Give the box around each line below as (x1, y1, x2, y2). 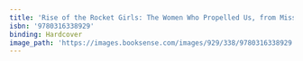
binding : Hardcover (9, 30, 83, 39)
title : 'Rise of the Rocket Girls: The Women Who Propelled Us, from (9, 13, 277, 22)
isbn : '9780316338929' (9, 22, 95, 30)
